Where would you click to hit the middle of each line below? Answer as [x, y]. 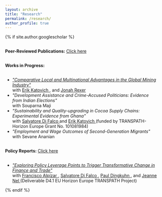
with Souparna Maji [31, 106]
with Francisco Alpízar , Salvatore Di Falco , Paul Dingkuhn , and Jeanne [84, 176]
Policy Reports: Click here [32, 151]
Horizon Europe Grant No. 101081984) [50, 126]
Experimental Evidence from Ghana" [49, 116]
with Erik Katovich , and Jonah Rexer [49, 90]
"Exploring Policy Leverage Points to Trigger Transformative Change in [83, 165]
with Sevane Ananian [33, 137]
